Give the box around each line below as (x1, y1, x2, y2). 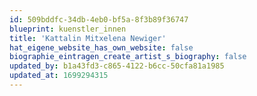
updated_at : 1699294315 (9, 71, 109, 81)
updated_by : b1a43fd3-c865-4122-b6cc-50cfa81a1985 (9, 61, 225, 71)
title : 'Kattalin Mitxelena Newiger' (9, 33, 167, 43)
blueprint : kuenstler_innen (9, 24, 127, 34)
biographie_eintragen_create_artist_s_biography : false (9, 52, 247, 62)
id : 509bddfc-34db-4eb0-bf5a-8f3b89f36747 (9, 14, 189, 25)
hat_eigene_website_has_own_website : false (9, 42, 194, 53)
